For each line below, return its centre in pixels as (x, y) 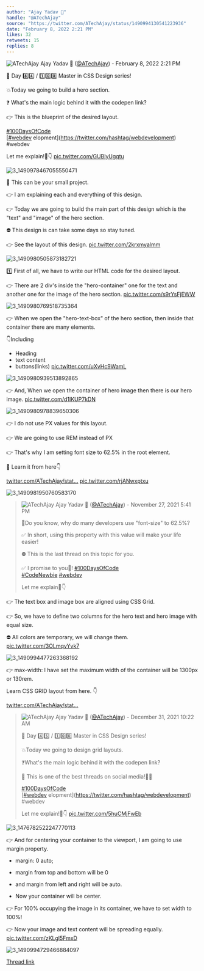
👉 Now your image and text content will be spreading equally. (85, 929)
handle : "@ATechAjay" (34, 18)
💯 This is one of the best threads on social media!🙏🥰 (87, 776)
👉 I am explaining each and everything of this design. (74, 194)
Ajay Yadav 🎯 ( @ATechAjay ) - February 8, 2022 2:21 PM (111, 63)
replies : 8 (20, 46)
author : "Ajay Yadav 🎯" (37, 12)
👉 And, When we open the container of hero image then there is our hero (99, 390)
